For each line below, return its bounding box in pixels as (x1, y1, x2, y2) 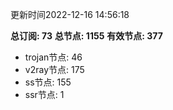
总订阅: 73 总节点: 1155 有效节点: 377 (10, 30, 163, 42)
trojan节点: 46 (24, 51, 83, 63)
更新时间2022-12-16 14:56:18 (10, 9, 130, 20)
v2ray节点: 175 (24, 64, 85, 75)
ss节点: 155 (24, 76, 72, 88)
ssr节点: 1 (24, 89, 65, 100)
